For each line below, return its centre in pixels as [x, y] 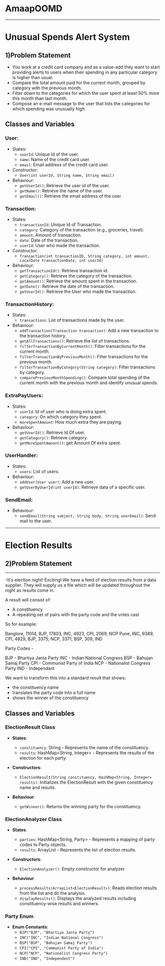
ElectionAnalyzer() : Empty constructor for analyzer [72, 869]
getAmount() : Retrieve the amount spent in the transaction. [78, 281]
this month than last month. [40, 98]
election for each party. [43, 758]
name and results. [38, 787]
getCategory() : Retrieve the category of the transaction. [76, 276]
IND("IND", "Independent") [47, 959]
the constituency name [35, 687]
